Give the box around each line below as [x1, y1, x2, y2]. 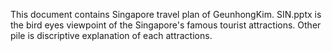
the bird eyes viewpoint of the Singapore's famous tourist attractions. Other [10, 19, 322, 31]
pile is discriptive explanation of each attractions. [10, 30, 213, 41]
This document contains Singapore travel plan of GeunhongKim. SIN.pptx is [10, 9, 322, 20]
